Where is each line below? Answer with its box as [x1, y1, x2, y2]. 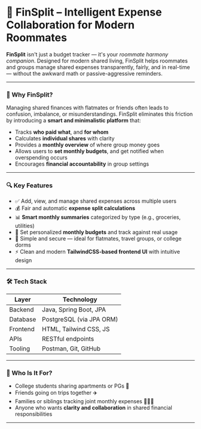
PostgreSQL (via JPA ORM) [41, 315, 118, 323]
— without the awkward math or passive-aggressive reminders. [6, 70, 163, 77]
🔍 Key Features [6, 181, 53, 190]
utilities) [14, 222, 35, 229]
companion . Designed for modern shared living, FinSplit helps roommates [6, 57, 188, 64]
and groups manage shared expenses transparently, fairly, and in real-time [6, 63, 190, 71]
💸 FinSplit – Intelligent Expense [6, 5, 162, 19]
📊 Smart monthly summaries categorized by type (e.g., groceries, [14, 213, 181, 221]
